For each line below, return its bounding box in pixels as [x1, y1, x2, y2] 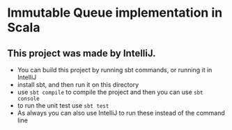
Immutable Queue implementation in [7, 5, 223, 21]
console [17, 95, 40, 102]
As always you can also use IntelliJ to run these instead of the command [17, 109, 225, 117]
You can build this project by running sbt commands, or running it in [17, 66, 212, 74]
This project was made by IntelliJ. [7, 47, 156, 59]
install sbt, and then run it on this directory [17, 81, 139, 88]
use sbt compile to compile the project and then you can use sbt [17, 88, 203, 96]
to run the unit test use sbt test [17, 101, 109, 109]
